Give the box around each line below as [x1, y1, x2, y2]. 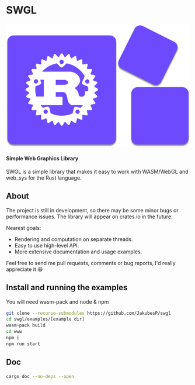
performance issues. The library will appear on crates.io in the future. [6, 213, 173, 220]
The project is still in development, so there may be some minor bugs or [6, 207, 179, 214]
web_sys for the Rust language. [6, 174, 82, 181]
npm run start [6, 341, 41, 347]
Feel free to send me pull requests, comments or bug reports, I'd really [6, 259, 176, 266]
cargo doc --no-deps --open [6, 373, 75, 379]
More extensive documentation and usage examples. [14, 248, 142, 255]
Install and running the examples [6, 283, 128, 293]
